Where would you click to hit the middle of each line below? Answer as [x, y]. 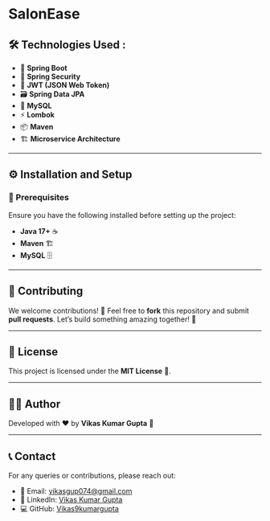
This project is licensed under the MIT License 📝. [90, 371]
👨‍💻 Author [35, 404]
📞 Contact [32, 456]
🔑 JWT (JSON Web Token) [65, 85]
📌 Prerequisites [39, 198]
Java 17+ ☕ [39, 231]
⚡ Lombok [37, 115]
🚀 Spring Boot [43, 68]
